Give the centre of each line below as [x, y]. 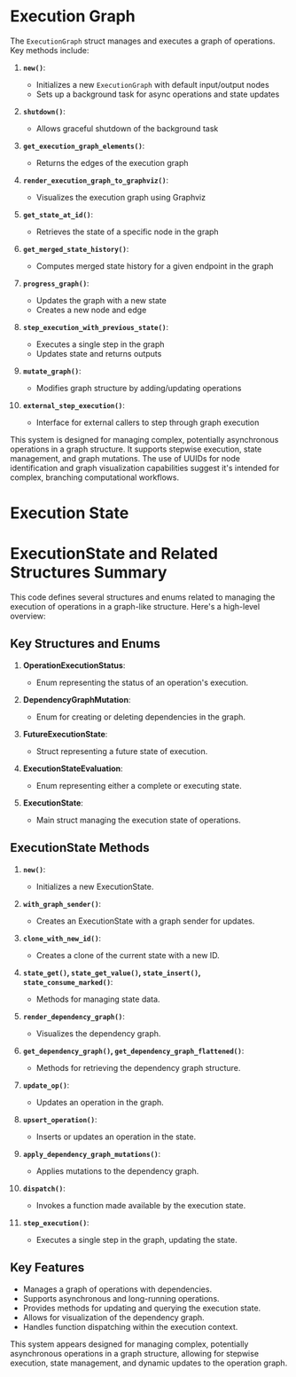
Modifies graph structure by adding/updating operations [139, 388]
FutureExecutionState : [65, 734]
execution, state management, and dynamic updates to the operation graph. [149, 1363]
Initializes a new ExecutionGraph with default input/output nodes [152, 84]
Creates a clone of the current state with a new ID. [128, 955]
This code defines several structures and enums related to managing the [143, 597]
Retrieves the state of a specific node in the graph [128, 232]
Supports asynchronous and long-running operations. [121, 1298]
